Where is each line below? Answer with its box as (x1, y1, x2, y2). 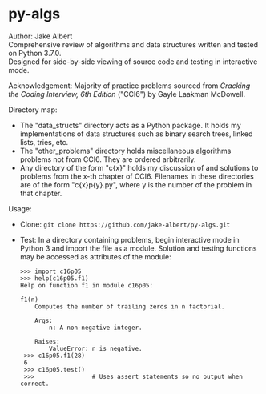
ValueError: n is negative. (49, 344, 143, 352)
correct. (19, 380, 50, 388)
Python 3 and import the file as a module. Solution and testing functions (19, 243, 257, 253)
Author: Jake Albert (8, 31, 73, 41)
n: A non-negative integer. (49, 324, 143, 332)
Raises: (34, 337, 60, 345)
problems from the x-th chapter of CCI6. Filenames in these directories (19, 171, 254, 181)
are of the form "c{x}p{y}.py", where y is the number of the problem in (19, 179, 252, 189)
